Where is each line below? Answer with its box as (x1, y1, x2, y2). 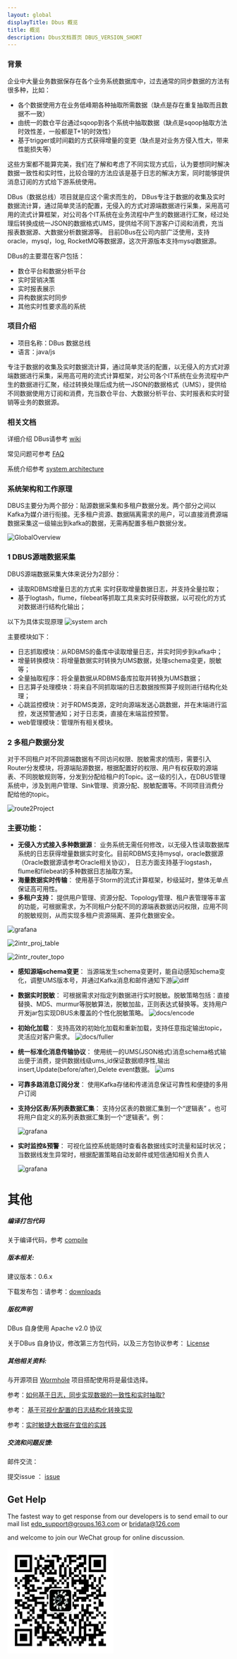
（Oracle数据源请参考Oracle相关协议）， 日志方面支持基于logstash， (17, 858, 216, 867)
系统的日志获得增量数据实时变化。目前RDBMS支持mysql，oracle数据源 (17, 849, 224, 858)
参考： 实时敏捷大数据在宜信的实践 (7, 1421, 107, 1429)
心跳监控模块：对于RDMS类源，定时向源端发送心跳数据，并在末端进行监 (17, 700, 228, 709)
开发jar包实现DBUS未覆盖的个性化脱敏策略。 (17, 1009, 147, 1017)
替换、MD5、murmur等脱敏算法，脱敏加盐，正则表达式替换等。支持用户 (17, 1000, 228, 1008)
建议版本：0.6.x (7, 1273, 53, 1281)
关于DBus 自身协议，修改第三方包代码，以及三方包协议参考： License (7, 1339, 210, 1347)
